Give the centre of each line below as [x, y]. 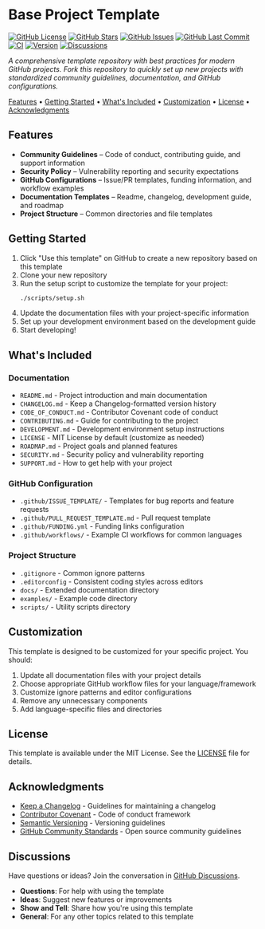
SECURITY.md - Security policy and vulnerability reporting [112, 455]
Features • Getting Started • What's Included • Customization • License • [129, 101]
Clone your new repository [63, 275]
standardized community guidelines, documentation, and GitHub [115, 77]
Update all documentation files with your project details [110, 675]
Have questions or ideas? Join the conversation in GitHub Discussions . [124, 876]
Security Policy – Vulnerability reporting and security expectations [129, 171]
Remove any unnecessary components [84, 700]
